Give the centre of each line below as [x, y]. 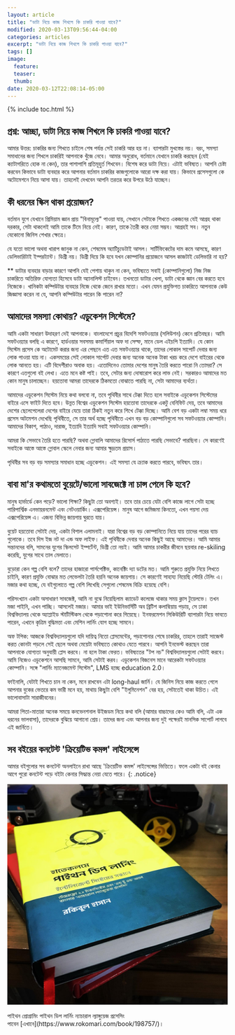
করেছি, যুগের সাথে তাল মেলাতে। [40, 555]
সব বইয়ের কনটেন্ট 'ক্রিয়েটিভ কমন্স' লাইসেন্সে [73, 750]
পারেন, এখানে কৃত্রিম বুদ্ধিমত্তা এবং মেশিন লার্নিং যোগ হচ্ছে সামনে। [71, 622]
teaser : [25, 73]
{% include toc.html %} [41, 109]
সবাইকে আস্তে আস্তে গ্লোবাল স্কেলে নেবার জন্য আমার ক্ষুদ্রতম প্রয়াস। [72, 448]
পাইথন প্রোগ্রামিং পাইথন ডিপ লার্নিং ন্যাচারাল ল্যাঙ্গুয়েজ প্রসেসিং [66, 1016]
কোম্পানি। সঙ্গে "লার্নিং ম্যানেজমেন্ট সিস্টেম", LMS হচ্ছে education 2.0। [86, 668]
